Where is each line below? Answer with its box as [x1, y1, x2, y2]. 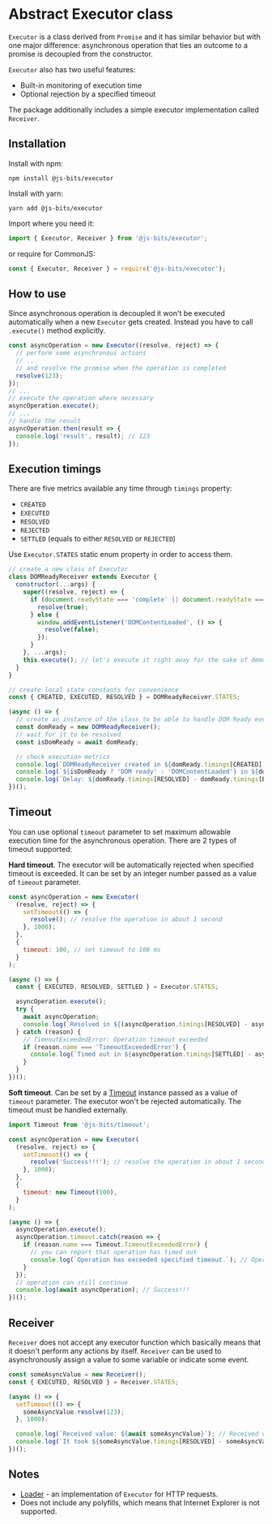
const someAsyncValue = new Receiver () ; [8, 1371, 147, 1379]
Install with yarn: [8, 188, 63, 198]
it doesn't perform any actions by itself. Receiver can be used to [8, 1346, 222, 1356]
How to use [8, 287, 66, 300]
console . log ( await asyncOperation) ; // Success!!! [15, 1286, 190, 1294]
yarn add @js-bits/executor [8, 204, 104, 212]
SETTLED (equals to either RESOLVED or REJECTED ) [19, 533, 176, 544]
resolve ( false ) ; [44, 626, 100, 634]
